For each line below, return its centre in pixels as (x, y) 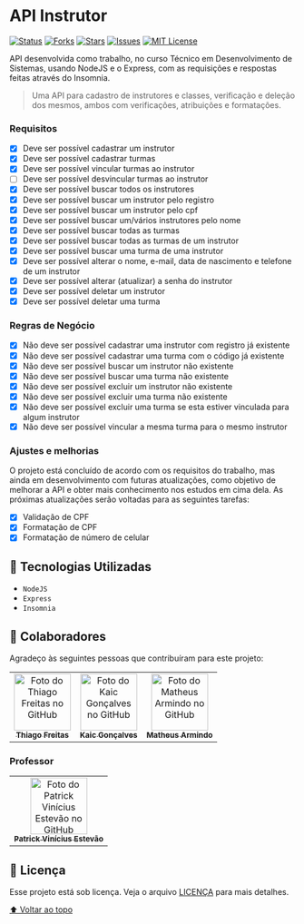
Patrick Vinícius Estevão (59, 839)
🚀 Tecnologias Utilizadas (80, 567)
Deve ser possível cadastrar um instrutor (98, 148)
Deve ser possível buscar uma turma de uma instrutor (123, 251)
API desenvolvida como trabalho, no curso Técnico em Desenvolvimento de (151, 58)
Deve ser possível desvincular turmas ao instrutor (115, 179)
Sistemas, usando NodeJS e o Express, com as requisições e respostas (143, 68)
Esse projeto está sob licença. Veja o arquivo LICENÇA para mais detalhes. (149, 892)
